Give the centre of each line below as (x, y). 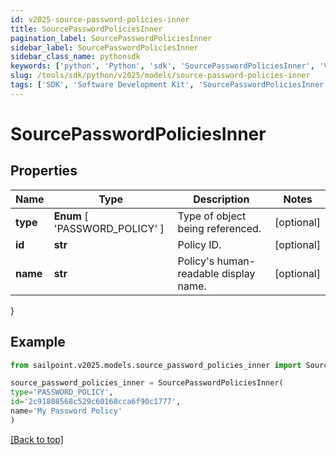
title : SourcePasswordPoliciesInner (86, 29)
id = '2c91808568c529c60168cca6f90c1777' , (96, 402)
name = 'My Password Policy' (66, 411)
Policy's (196, 261)
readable (198, 273)
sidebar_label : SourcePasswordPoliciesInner (104, 47)
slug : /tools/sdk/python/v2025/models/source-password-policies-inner (160, 76)
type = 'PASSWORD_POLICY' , (62, 392)
